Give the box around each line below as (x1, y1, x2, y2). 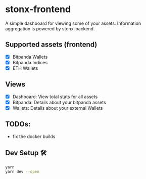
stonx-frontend (5, 4, 71, 15)
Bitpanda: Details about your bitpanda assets (12, 99, 106, 105)
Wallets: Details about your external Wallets (12, 105, 103, 111)
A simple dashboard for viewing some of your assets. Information (5, 20, 141, 26)
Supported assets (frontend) (5, 40, 98, 49)
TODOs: (5, 120, 31, 128)
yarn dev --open (5, 169, 39, 174)
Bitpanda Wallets (12, 54, 48, 60)
